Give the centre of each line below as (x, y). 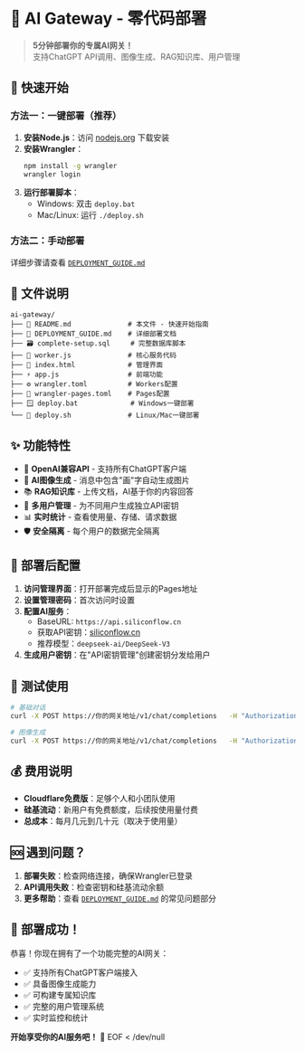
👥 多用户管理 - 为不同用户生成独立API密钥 (101, 506)
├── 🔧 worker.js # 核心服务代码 (94, 355)
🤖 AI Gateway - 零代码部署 (109, 19)
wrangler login (52, 174)
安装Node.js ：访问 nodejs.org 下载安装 (96, 137)
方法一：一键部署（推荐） (66, 116)
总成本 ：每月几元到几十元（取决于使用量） (103, 821)
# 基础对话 (28, 707)
